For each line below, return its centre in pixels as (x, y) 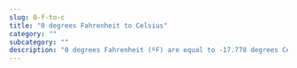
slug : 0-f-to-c (37, 17)
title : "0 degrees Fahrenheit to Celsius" (88, 26)
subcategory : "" (39, 42)
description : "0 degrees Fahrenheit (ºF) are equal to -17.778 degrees (144, 50)
